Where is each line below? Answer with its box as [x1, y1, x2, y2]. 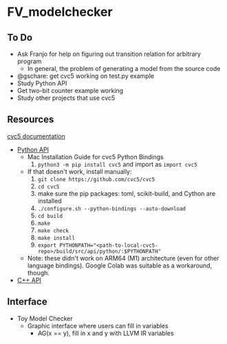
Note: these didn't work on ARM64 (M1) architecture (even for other [27, 254, 219, 262]
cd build [37, 212, 63, 219]
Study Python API [17, 79, 67, 87]
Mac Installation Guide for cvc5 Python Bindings [27, 152, 164, 161]
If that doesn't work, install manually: [27, 167, 132, 176]
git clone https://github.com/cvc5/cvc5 [37, 176, 155, 183]
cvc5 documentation [7, 132, 65, 140]
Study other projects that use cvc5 [17, 94, 116, 102]
